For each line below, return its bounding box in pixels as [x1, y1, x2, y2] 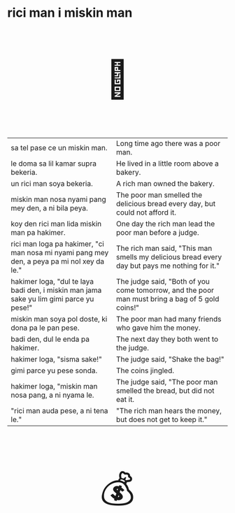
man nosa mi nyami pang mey [10, 248, 109, 258]
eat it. [116, 395, 135, 405]
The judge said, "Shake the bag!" [116, 354, 225, 364]
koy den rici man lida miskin [10, 219, 102, 229]
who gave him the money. [116, 323, 201, 333]
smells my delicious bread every [116, 252, 222, 262]
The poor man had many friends [116, 315, 222, 324]
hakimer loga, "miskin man [10, 382, 98, 391]
